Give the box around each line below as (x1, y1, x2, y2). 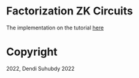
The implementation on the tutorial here (6, 24, 104, 31)
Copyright (6, 45, 58, 59)
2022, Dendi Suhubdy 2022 (6, 65, 75, 72)
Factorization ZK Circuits (6, 4, 133, 18)
